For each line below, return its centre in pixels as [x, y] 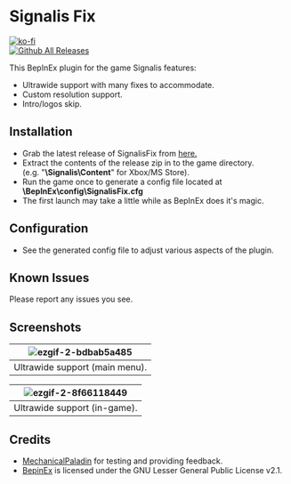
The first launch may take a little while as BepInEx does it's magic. [143, 200]
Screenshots [45, 327]
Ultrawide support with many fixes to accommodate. [118, 85]
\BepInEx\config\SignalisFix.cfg [83, 191]
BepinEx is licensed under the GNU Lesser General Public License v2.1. [152, 470]
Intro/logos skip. [52, 103]
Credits [30, 439]
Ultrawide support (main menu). [81, 367]
